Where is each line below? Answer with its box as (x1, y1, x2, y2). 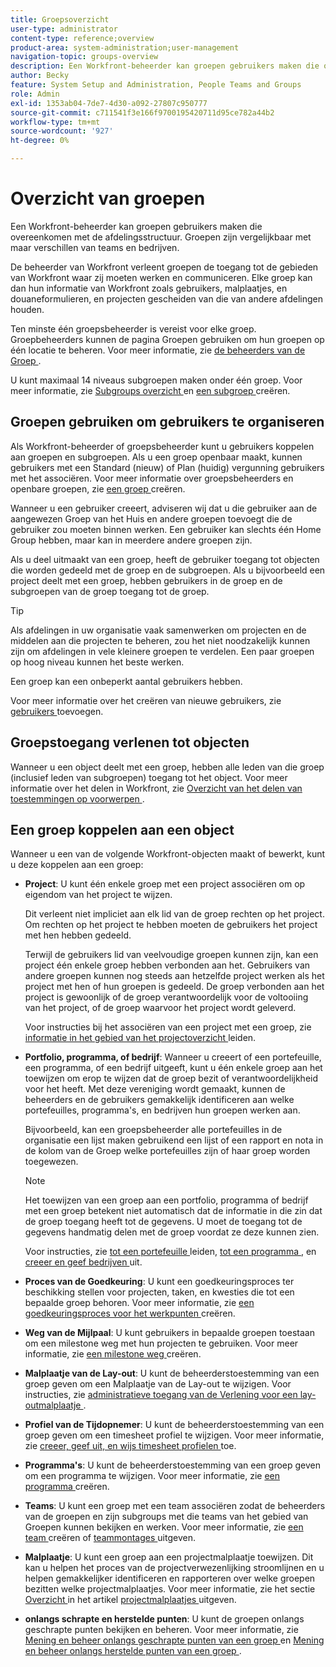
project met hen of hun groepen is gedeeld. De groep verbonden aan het (24, 981, 325, 993)
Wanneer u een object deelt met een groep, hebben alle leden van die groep (10, 761, 325, 773)
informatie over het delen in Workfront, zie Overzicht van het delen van (10, 782, 303, 794)
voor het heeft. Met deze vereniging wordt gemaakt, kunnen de (24, 1083, 286, 1095)
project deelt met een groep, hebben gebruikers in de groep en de (10, 574, 283, 586)
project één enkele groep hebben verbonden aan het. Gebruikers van (24, 959, 311, 971)
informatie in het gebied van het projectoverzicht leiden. (24, 1032, 257, 1044)
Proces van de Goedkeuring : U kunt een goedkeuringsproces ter (24, 1276, 295, 1288)
